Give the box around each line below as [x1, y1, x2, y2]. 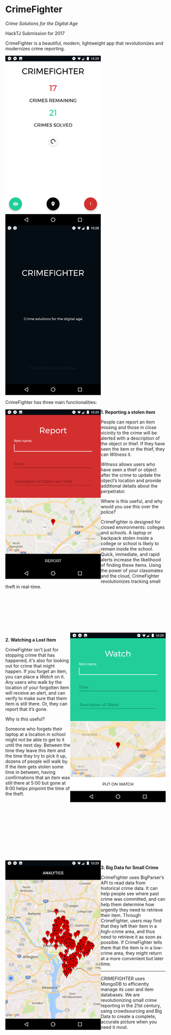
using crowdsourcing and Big [101, 1008, 162, 1014]
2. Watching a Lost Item [5, 637, 56, 643]
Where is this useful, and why [101, 498, 163, 504]
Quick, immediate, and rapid [101, 551, 160, 557]
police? [101, 509, 116, 515]
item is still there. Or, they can [5, 701, 68, 707]
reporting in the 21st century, [101, 1002, 161, 1009]
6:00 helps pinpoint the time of [5, 785, 70, 791]
